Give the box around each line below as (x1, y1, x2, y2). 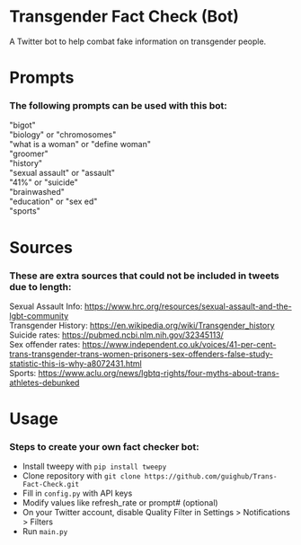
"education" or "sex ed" (9, 196, 98, 207)
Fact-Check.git (22, 480, 80, 489)
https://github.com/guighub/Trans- (144, 472, 278, 481)
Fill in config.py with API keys (22, 488, 133, 499)
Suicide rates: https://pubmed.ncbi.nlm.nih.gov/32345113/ (9, 330, 225, 340)
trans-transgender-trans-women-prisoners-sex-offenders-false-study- (9, 348, 274, 359)
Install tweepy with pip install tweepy (22, 461, 167, 472)
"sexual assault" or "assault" (9, 168, 115, 179)
